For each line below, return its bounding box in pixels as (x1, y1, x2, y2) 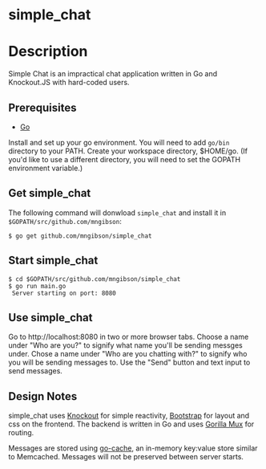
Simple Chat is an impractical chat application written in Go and (8, 69, 218, 79)
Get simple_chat (8, 186, 91, 200)
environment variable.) (8, 163, 83, 173)
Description (8, 43, 88, 61)
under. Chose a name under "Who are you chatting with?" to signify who (8, 349, 248, 359)
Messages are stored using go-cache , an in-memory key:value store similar (8, 443, 258, 453)
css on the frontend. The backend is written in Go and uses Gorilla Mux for (8, 419, 255, 429)
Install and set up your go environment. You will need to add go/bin (8, 137, 230, 147)
